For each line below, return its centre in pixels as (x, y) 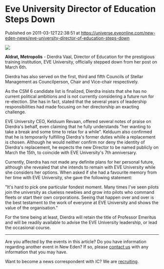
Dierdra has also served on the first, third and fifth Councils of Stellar (74, 76)
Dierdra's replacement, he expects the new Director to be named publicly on (82, 147)
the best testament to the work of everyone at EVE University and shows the (82, 202)
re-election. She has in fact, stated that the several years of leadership (76, 102)
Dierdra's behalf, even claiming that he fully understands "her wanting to (78, 126)
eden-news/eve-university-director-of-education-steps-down (67, 38)
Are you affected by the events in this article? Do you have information (76, 241)
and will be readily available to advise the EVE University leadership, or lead (81, 222)
